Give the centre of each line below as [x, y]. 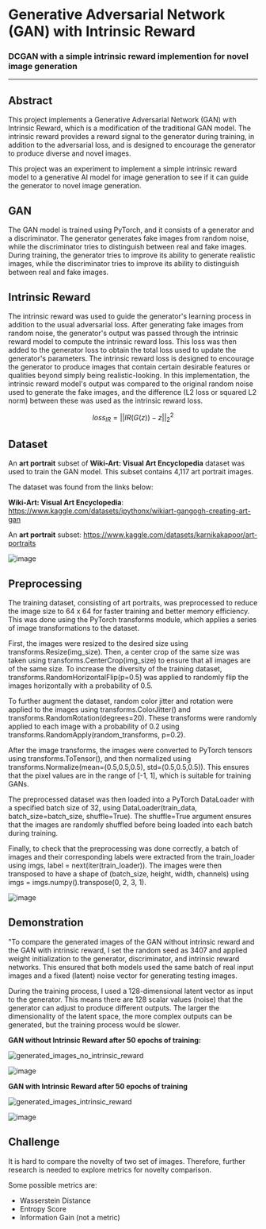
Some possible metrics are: [53, 1185]
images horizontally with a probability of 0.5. [80, 686]
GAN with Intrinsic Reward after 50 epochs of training [98, 1086]
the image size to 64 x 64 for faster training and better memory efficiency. [129, 611]
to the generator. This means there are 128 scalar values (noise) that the [125, 999]
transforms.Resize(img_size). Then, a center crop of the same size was [124, 652]
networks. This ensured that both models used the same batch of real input [131, 967]
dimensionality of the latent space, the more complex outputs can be [120, 1016]
